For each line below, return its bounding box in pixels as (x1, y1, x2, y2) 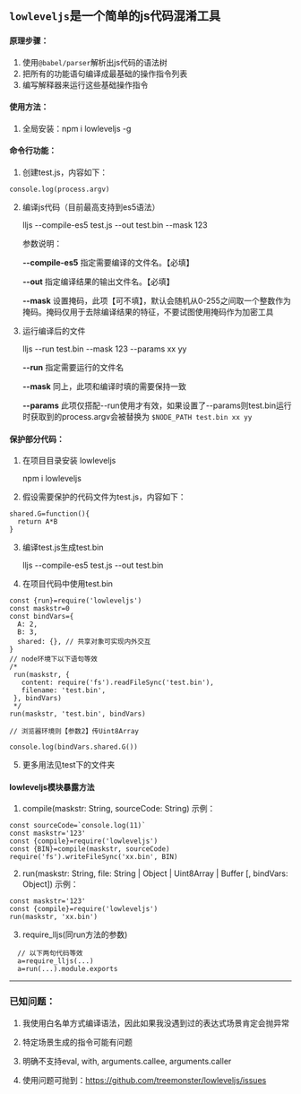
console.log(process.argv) (9, 185, 110, 194)
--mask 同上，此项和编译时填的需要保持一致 (21, 381, 186, 392)
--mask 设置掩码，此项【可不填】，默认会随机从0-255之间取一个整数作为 (21, 295, 291, 306)
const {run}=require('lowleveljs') (9, 596, 142, 605)
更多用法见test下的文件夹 (21, 760, 116, 770)
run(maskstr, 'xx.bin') (9, 913, 99, 922)
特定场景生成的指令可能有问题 (21, 1037, 133, 1047)
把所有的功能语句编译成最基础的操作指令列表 (21, 68, 188, 79)
